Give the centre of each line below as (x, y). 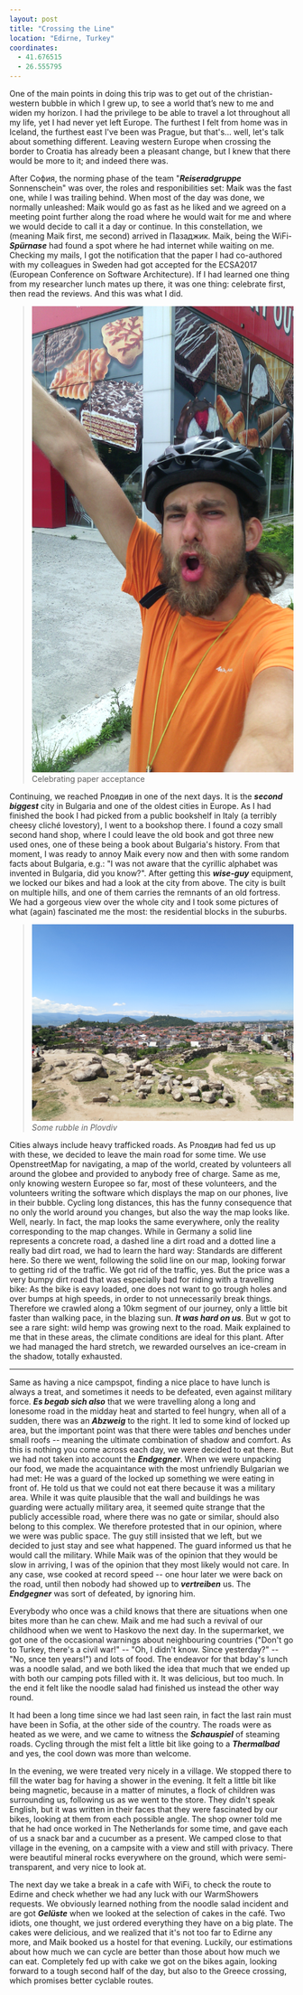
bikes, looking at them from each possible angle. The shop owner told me (146, 1819)
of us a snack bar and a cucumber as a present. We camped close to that (146, 1839)
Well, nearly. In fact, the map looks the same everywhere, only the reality (144, 1222)
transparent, (32, 1868)
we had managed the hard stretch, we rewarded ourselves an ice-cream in (148, 1347)
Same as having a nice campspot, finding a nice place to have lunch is (140, 1382)
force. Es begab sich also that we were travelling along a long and (133, 1402)
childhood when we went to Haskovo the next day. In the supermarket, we (147, 1631)
